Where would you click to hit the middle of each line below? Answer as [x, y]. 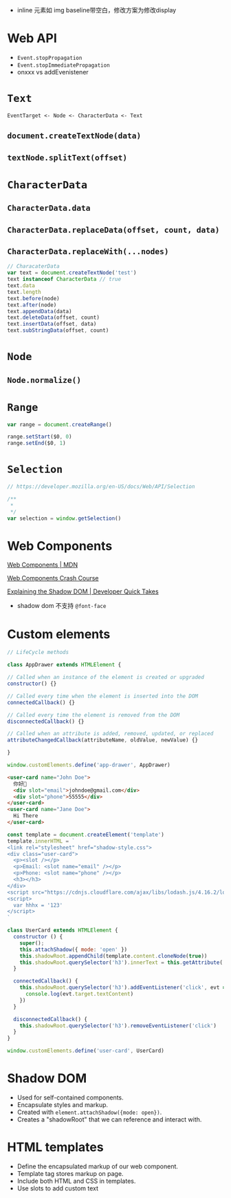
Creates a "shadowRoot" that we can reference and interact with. [109, 1119]
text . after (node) [32, 305]
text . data [21, 286]
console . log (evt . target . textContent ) [79, 994]
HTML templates [56, 1147]
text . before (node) [33, 298]
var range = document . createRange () [59, 424]
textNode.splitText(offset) [67, 157]
